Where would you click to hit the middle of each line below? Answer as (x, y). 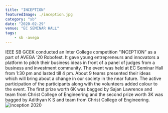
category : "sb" (21, 19)
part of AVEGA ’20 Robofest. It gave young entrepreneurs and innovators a (82, 57)
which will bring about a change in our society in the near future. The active (83, 78)
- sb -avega (27, 38)
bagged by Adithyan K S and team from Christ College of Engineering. (78, 99)
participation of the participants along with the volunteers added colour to (81, 83)
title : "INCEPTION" (26, 10)
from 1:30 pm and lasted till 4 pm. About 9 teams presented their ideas (78, 73)
